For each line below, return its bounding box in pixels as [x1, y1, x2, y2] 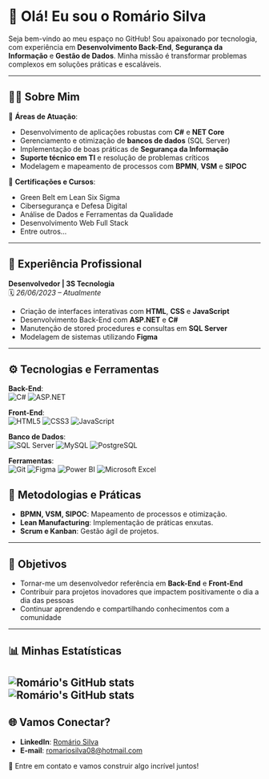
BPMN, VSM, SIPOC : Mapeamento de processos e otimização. [19, 509, 228, 519]
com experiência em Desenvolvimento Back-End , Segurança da [8, 42, 223, 51]
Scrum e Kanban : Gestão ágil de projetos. [19, 526, 159, 536]
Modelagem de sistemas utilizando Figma [19, 332, 159, 341]
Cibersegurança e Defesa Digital [19, 201, 128, 210]
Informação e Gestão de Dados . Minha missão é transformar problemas [8, 51, 247, 60]
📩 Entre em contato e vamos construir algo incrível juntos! [8, 761, 199, 770]
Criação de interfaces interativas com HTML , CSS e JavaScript [19, 306, 230, 316]
